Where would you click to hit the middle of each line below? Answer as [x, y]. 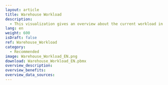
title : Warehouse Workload [33, 14]
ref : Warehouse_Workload [31, 42]
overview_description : [29, 65]
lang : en [14, 28]
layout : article [22, 10]
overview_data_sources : [30, 75]
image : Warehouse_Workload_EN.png [41, 56]
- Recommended [24, 51]
